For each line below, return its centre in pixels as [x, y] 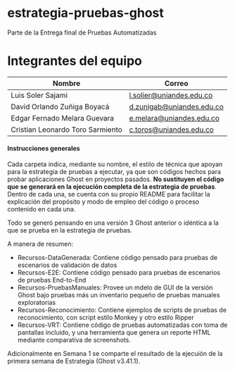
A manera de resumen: [40, 244]
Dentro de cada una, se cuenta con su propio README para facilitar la [109, 194]
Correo [176, 83]
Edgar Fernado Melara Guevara [63, 118]
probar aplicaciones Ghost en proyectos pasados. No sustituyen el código [116, 179]
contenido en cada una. [42, 209]
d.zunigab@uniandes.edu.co [176, 106]
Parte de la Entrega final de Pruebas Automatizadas [82, 32]
